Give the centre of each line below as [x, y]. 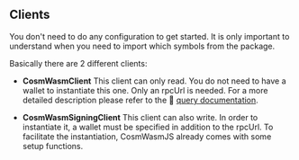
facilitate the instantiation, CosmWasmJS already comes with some [147, 136]
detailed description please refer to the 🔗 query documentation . [140, 100]
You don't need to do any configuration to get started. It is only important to [149, 36]
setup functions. [53, 146]
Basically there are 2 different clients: [78, 63]
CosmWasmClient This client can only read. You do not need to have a [154, 81]
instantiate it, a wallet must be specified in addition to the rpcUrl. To [148, 127]
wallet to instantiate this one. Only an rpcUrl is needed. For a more [145, 90]
